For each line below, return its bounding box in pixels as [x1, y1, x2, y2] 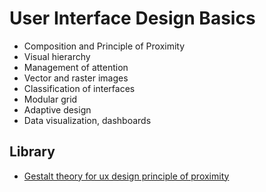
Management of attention [23, 61, 129, 73]
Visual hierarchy [23, 50, 91, 62]
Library [9, 143, 56, 161]
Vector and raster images [23, 72, 129, 84]
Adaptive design [23, 103, 92, 116]
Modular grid [23, 93, 78, 105]
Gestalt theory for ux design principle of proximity [23, 170, 230, 182]
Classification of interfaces [23, 82, 136, 94]
